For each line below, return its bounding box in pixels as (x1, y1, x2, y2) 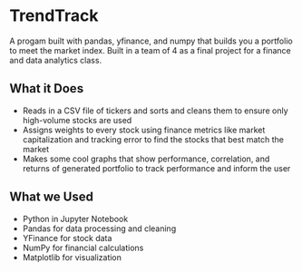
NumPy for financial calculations (22, 242, 144, 253)
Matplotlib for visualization (22, 251, 122, 263)
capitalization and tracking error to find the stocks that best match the (22, 133, 284, 145)
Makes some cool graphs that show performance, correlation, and (22, 153, 270, 164)
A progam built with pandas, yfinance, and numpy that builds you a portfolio (9, 35, 293, 46)
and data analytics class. (9, 54, 102, 65)
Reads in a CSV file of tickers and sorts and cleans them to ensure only (22, 105, 288, 116)
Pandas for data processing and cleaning (22, 223, 177, 234)
